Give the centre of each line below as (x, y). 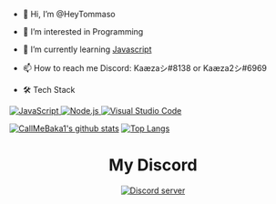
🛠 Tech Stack (49, 90)
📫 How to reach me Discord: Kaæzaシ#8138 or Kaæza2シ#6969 (144, 68)
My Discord (153, 165)
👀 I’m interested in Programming (83, 31)
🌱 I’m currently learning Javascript (87, 49)
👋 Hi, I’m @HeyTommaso (69, 14)
